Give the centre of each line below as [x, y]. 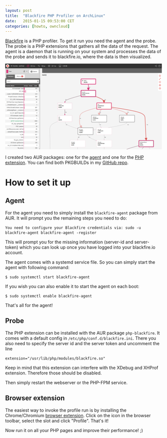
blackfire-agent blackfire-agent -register [51, 233]
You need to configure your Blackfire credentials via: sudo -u [73, 228]
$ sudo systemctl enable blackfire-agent [49, 296]
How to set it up [38, 182]
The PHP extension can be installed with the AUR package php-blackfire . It [83, 333]
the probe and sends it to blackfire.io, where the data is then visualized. [78, 57]
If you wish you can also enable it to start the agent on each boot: [72, 286]
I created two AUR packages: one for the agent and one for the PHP [75, 157]
